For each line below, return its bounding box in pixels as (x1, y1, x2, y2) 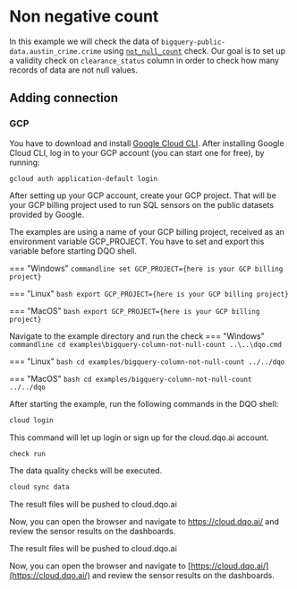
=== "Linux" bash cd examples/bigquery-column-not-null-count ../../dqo (9, 356, 285, 367)
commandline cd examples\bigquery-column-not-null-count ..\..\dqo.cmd (9, 340, 282, 349)
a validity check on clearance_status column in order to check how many (9, 55, 280, 65)
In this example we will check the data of (9, 36, 159, 47)
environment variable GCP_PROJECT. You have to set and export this (9, 236, 265, 247)
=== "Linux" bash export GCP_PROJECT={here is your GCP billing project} (9, 288, 289, 299)
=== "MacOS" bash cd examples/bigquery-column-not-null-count (9, 373, 252, 384)
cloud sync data (9, 482, 70, 492)
